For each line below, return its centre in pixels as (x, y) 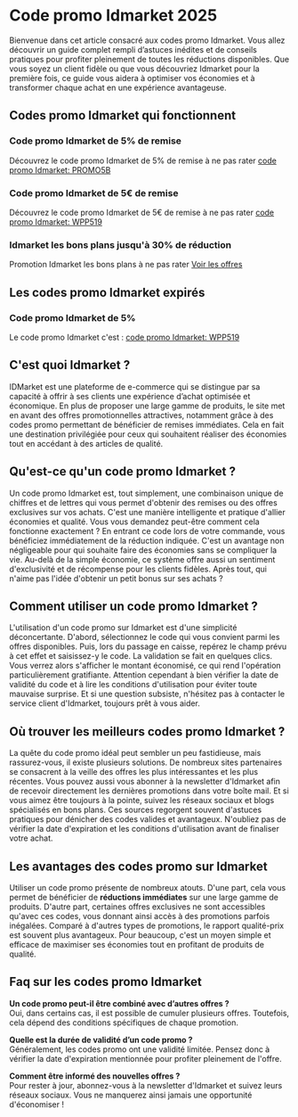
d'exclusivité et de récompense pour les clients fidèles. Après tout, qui (138, 569)
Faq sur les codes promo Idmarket (105, 982)
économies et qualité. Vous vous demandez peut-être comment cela (134, 522)
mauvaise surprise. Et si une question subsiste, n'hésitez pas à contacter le (147, 694)
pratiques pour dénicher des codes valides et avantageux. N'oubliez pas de (148, 819)
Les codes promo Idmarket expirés (107, 292)
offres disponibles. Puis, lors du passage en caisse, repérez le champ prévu (148, 646)
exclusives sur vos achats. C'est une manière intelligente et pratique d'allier (148, 512)
